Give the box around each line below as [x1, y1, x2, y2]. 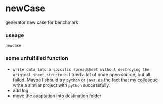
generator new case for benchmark [5, 19, 79, 25]
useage [5, 32, 24, 39]
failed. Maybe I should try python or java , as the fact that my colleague [12, 77, 158, 83]
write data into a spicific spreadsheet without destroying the [12, 67, 150, 72]
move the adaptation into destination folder [12, 93, 102, 99]
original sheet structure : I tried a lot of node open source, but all [12, 71, 150, 77]
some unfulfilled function [5, 55, 69, 62]
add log [12, 87, 29, 93]
